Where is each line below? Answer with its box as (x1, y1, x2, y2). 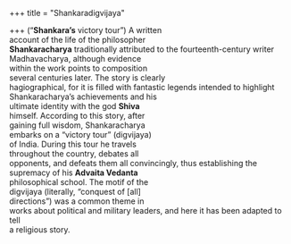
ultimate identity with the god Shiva (9, 101, 140, 111)
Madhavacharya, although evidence (9, 54, 142, 63)
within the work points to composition (9, 63, 148, 73)
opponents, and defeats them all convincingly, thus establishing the (9, 158, 257, 168)
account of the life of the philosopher (9, 35, 146, 45)
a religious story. (9, 224, 71, 235)
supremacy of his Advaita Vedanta (9, 167, 138, 178)
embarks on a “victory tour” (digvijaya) (9, 130, 152, 139)
